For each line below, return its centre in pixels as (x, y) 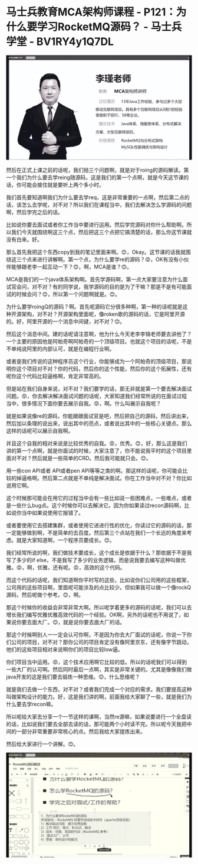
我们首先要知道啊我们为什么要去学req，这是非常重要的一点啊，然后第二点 (95, 197)
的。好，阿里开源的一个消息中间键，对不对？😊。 (66, 321)
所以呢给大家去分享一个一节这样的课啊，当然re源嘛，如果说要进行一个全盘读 (99, 717)
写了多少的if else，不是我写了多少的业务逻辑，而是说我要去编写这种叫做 (93, 560)
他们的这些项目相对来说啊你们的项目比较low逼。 (65, 649)
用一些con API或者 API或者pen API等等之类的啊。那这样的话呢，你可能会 (94, 471)
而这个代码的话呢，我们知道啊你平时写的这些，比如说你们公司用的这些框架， (99, 580)
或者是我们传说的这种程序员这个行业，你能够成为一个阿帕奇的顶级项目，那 (96, 362)
